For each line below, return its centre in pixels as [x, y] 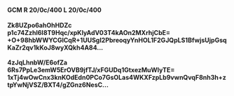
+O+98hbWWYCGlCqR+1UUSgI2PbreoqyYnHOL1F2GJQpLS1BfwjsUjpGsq [117, 40]
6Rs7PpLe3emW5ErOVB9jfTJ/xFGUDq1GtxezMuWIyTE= [91, 70]
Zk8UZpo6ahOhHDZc [40, 25]
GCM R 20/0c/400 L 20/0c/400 [54, 10]
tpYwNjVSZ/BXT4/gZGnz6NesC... [58, 85]
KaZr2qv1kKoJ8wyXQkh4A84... [55, 48]
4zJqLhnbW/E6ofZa [37, 62]
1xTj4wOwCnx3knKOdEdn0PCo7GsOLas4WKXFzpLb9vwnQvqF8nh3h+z [117, 78]
